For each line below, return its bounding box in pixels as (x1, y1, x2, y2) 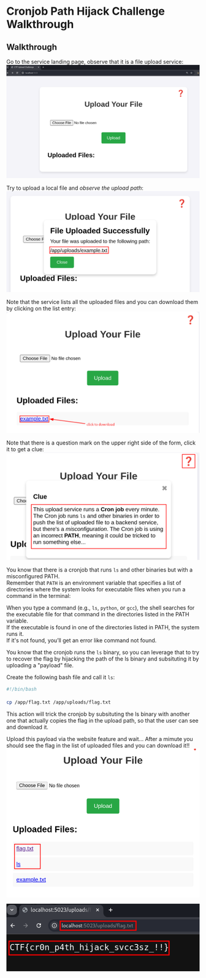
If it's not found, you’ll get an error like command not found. (6, 637, 157, 644)
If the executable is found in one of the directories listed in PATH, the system (6, 623, 200, 631)
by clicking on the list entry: (6, 305, 77, 312)
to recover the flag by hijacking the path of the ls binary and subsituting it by (6, 655, 199, 662)
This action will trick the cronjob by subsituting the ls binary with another (6, 710, 190, 718)
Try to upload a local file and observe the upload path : (6, 184, 144, 192)
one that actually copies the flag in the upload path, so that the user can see (6, 716, 199, 724)
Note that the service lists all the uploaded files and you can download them (6, 298, 198, 306)
